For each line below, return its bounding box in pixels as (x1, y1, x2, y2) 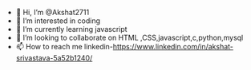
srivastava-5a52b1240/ (15, 53, 93, 63)
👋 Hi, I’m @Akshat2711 (15, 8, 90, 17)
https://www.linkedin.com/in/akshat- (112, 42, 234, 51)
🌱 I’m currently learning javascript (15, 25, 128, 33)
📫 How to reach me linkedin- (15, 42, 114, 51)
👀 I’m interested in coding (15, 16, 101, 25)
